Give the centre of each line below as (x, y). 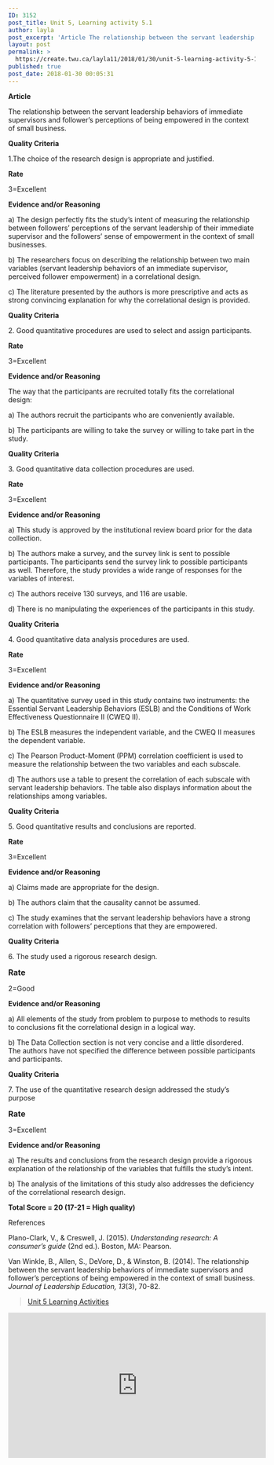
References (27, 1222)
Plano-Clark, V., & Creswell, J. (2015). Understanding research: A (113, 1237)
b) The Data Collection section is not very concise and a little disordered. (126, 1042)
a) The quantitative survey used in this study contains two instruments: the (129, 700)
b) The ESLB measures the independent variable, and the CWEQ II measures (132, 732)
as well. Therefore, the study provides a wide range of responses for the (125, 570)
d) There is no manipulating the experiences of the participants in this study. (132, 609)
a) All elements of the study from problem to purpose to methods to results (129, 1019)
